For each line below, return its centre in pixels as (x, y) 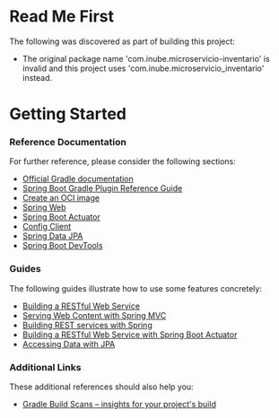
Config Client (47, 227)
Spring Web (44, 207)
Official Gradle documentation (78, 179)
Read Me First (62, 17)
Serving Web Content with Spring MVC (94, 315)
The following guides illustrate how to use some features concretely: (136, 288)
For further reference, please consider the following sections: (122, 161)
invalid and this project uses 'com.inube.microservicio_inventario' (143, 68)
